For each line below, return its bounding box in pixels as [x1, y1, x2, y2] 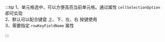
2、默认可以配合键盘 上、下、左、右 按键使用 [5, 17, 98, 22]
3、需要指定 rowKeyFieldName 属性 [5, 22, 74, 28]
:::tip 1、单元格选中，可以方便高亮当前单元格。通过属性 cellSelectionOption [5, 4, 161, 10]
